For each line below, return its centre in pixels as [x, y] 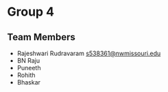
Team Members [41, 37]
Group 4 [31, 12]
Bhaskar [29, 82]
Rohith [26, 75]
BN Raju [28, 61]
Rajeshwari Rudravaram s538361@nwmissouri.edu [89, 53]
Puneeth [29, 68]
